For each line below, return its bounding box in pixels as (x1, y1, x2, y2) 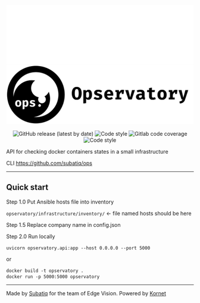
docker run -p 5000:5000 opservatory (6, 273, 100, 280)
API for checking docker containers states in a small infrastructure (6, 148, 168, 155)
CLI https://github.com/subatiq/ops (6, 160, 92, 167)
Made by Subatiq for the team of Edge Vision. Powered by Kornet (6, 289, 167, 296)
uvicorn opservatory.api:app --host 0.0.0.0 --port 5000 (6, 245, 151, 251)
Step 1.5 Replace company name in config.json (6, 221, 121, 228)
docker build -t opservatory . (6, 267, 84, 274)
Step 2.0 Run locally (6, 233, 55, 240)
